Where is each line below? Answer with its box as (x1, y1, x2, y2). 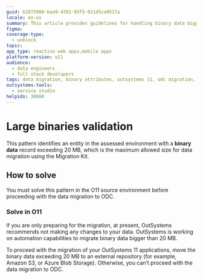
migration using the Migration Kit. (6, 152, 89, 160)
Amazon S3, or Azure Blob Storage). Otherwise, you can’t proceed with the (6, 259, 193, 266)
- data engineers (11, 65, 56, 72)
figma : (6, 25, 23, 32)
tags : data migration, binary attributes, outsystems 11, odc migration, (6, 76, 196, 82)
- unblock (11, 37, 36, 43)
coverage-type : (6, 32, 45, 38)
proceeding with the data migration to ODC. (6, 192, 115, 200)
